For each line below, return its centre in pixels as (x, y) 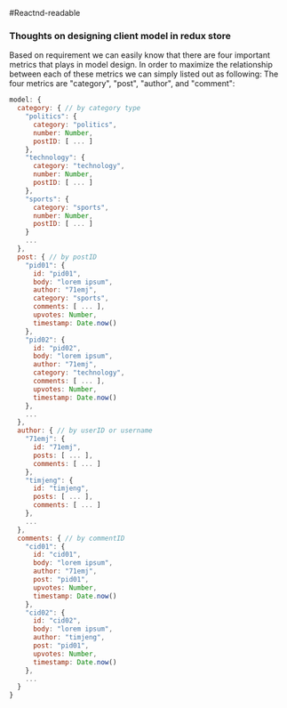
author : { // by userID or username (85, 430)
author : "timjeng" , (68, 638)
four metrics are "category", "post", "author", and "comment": (122, 84)
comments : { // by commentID (71, 538)
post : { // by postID (57, 257)
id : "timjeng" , (61, 488)
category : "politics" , (75, 125)
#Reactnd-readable (45, 13)
